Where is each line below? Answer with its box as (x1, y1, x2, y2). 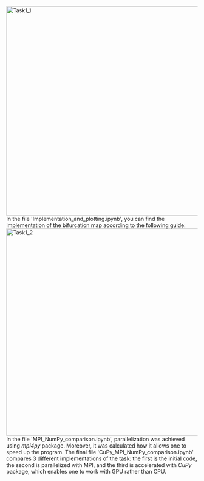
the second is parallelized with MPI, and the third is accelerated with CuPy (6, 462, 192, 468)
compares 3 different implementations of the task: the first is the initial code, (6, 455, 197, 462)
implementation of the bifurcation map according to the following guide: (6, 222, 186, 229)
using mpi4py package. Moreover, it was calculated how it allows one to (6, 442, 187, 449)
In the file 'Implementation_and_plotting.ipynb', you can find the (6, 216, 165, 222)
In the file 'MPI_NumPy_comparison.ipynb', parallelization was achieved (6, 435, 185, 443)
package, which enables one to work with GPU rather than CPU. (6, 468, 166, 475)
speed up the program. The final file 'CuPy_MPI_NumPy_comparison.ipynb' (6, 449, 194, 455)
